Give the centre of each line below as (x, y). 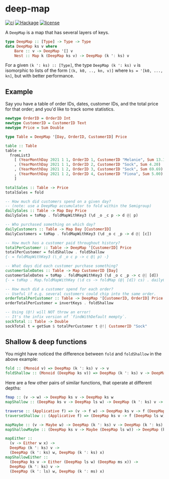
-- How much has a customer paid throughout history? (63, 243)
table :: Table (21, 146)
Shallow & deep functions (46, 342)
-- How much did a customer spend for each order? (59, 289)
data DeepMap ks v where (31, 46)
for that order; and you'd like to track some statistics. (60, 109)
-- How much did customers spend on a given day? (58, 202)
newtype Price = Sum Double (35, 128)
